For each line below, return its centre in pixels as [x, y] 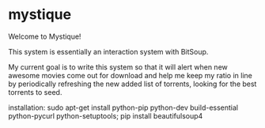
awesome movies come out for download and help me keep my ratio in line [131, 75]
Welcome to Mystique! [45, 36]
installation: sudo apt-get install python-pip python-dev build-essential [123, 107]
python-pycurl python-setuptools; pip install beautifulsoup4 [106, 115]
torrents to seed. [35, 92]
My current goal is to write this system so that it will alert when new [118, 67]
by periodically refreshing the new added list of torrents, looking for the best [132, 84]
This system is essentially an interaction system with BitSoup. [108, 51]
